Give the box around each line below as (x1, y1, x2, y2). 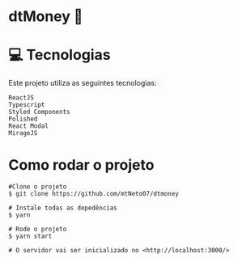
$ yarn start (8, 232, 53, 241)
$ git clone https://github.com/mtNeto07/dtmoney (8, 190, 180, 198)
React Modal (8, 122, 49, 130)
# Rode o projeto (8, 226, 67, 234)
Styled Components (8, 108, 70, 116)
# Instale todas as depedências (8, 204, 117, 213)
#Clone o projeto (8, 183, 67, 191)
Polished (8, 115, 38, 124)
